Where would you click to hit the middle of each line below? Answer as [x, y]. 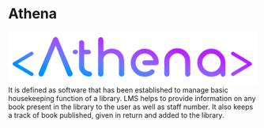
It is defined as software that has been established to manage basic [118, 90]
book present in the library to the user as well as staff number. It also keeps [131, 107]
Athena [33, 14]
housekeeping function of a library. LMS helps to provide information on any [132, 99]
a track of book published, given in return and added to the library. [116, 115]
